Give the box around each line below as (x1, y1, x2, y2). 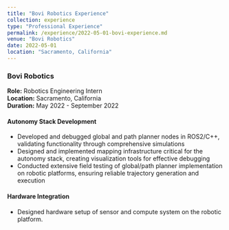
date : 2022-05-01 (7, 42, 57, 49)
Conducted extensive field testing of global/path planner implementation (17, 162, 223, 170)
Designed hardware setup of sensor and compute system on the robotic (17, 207, 221, 216)
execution (17, 176, 46, 185)
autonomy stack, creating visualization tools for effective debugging (17, 154, 210, 163)
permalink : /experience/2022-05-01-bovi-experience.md (7, 29, 168, 36)
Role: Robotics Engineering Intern (7, 87, 103, 95)
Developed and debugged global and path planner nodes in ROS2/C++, (17, 132, 220, 141)
